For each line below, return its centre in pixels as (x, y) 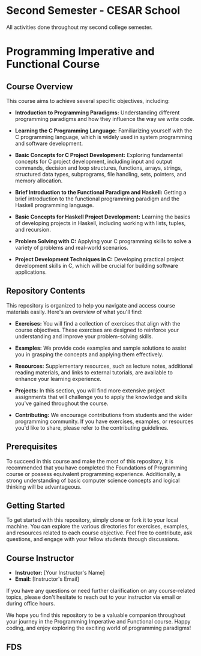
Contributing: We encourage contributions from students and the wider (104, 415)
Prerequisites (32, 447)
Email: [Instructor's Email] (47, 579)
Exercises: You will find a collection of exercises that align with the (97, 323)
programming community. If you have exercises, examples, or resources (104, 421)
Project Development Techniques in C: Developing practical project (99, 259)
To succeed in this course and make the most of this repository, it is (90, 461)
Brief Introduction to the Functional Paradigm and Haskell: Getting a (100, 192)
